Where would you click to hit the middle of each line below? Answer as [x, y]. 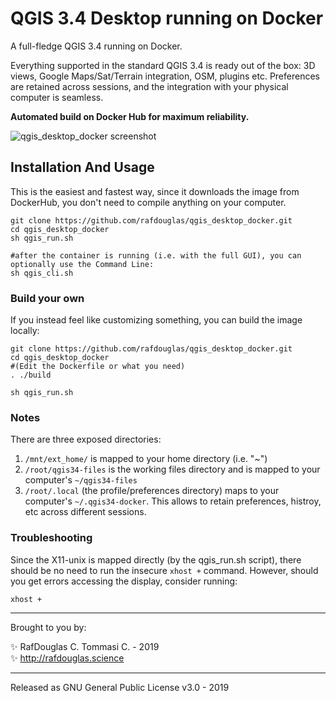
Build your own [47, 298]
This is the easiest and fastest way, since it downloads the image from [155, 191]
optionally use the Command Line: [82, 264]
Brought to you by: [48, 627]
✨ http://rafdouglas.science [67, 658]
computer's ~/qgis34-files [81, 480]
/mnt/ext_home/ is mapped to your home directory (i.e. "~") [146, 459]
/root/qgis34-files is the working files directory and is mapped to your [172, 469]
